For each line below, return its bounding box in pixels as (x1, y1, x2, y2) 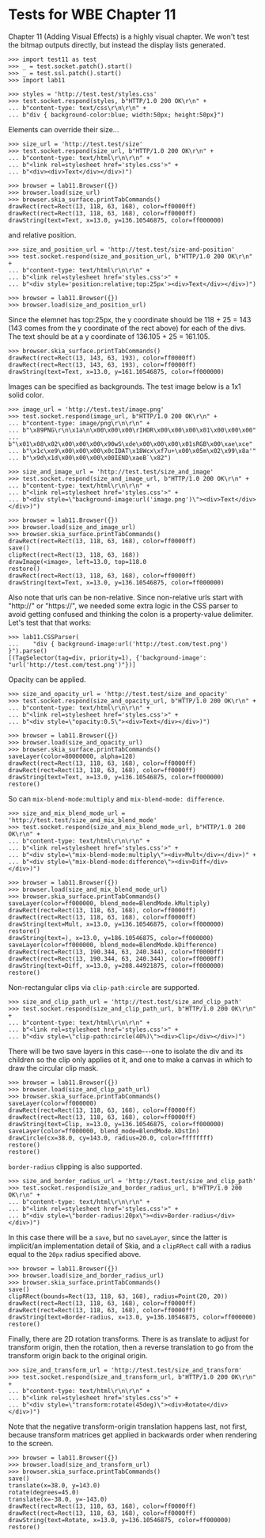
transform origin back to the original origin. (8, 1350, 148, 1360)
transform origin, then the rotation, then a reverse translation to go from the (8, 1342, 254, 1352)
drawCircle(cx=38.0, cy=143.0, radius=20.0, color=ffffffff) (8, 1134, 214, 1142)
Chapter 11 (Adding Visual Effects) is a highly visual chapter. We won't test (8, 32, 250, 41)
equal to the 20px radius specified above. (8, 1249, 142, 1258)
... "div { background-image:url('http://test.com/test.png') (8, 640, 228, 648)
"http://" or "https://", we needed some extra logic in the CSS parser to (8, 600, 239, 611)
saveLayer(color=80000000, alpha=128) (8, 752, 136, 760)
